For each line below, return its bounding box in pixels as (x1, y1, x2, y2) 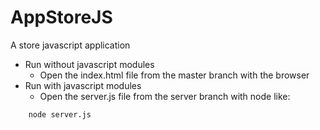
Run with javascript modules (24, 79, 142, 91)
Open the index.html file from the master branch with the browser (39, 69, 310, 81)
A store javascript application (10, 39, 131, 51)
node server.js (28, 109, 92, 120)
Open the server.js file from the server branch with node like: (39, 90, 291, 102)
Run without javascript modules (24, 58, 155, 70)
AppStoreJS (10, 6, 113, 29)
